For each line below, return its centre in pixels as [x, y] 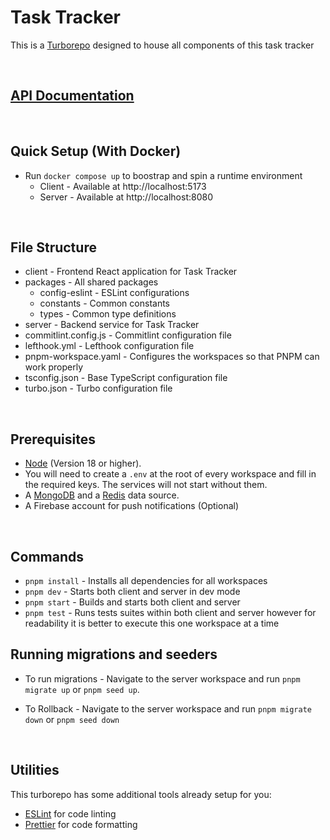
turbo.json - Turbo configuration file [98, 388]
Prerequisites [53, 439]
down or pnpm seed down [72, 719]
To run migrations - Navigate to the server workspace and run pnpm [162, 678]
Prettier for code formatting [81, 824]
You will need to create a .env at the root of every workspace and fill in [170, 474]
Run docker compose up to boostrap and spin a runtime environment [163, 175]
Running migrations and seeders [114, 654]
